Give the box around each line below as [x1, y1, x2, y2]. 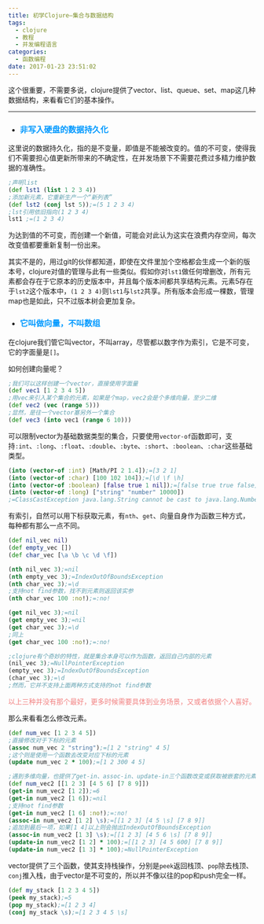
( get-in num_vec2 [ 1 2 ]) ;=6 [8, 787, 101, 795]
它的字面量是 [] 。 [8, 347, 64, 356]
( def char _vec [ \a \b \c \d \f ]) [8, 551, 118, 559]
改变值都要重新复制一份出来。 [8, 241, 104, 250]
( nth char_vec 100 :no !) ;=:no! [8, 595, 111, 602]
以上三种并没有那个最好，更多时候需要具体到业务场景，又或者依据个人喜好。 [8, 697, 256, 706]
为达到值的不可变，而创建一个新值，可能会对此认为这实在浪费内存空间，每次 [8, 230, 256, 240]
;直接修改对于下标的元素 [8, 736, 76, 744]
